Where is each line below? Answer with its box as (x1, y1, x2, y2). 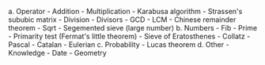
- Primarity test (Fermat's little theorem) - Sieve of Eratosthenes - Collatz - (8, 31, 251, 41)
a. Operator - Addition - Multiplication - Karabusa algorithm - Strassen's (8, 7, 243, 16)
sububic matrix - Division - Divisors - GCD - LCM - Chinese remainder (8, 15, 237, 24)
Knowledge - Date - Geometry (8, 49, 107, 57)
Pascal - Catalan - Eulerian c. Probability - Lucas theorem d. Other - (8, 40, 229, 49)
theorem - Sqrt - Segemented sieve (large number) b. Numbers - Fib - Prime (8, 23, 258, 32)
